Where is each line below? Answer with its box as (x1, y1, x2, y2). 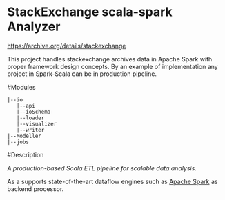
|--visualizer (16, 120, 57, 128)
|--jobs (7, 139, 30, 146)
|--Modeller (7, 132, 41, 139)
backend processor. (7, 184, 64, 193)
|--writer (16, 126, 45, 133)
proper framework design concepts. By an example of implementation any (7, 62, 219, 70)
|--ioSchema (16, 108, 51, 115)
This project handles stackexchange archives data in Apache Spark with (7, 54, 213, 63)
